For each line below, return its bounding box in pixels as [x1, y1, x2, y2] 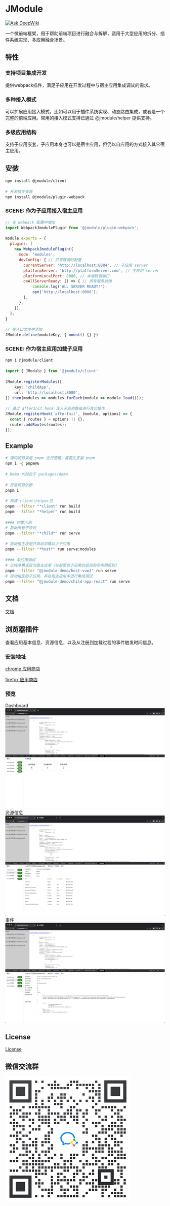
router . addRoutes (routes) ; [10, 422, 67, 427]
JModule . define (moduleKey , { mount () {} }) [5, 332, 99, 338]
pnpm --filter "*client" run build [5, 504, 80, 509]
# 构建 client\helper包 [5, 498, 53, 503]
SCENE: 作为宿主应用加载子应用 [5, 345, 83, 352]
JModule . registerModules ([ [5, 379, 62, 384]
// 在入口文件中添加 [5, 327, 42, 332]
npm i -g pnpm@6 [5, 461, 39, 466]
